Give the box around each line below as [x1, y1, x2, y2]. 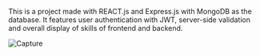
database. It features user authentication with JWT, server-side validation [8, 15, 250, 24]
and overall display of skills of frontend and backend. [8, 24, 183, 32]
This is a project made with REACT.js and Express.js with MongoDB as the [8, 7, 252, 16]
